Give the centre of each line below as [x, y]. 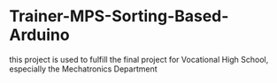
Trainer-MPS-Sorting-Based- [119, 16]
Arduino [39, 35]
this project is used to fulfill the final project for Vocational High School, [139, 59]
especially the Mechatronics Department [83, 69]
